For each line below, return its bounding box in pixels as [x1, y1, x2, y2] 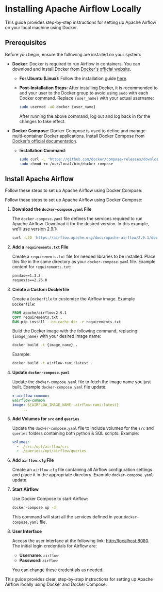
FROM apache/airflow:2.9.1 [12, 310, 67, 315]
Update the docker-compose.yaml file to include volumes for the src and [12, 425, 154, 431]
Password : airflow [19, 558, 58, 563]
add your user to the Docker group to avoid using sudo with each [19, 90, 148, 95]
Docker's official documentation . [12, 138, 78, 144]
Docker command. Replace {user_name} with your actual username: [19, 95, 154, 101]
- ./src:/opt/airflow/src [16, 444, 69, 449]
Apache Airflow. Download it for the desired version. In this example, [12, 221, 149, 227]
